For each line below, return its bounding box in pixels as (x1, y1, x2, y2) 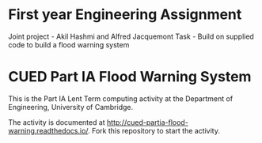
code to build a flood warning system (8, 40, 130, 49)
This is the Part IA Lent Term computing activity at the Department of (8, 93, 234, 103)
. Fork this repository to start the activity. (88, 126, 220, 135)
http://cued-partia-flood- (106, 117, 188, 127)
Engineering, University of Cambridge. (8, 102, 134, 111)
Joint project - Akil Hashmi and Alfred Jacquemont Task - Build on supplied (8, 32, 255, 41)
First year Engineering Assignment (8, 6, 242, 24)
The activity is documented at (8, 117, 105, 127)
